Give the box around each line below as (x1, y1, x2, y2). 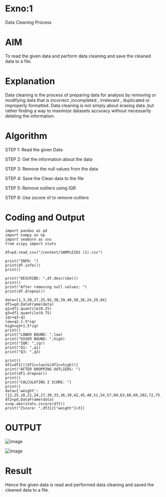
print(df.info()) (5, 263, 41, 268)
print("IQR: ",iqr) (5, 341, 45, 346)
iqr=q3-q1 (5, 315, 26, 319)
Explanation (5, 76, 55, 87)
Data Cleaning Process (5, 19, 52, 25)
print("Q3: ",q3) (5, 349, 41, 354)
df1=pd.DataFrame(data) (5, 302, 54, 307)
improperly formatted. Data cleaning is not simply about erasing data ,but (5, 102, 154, 108)
